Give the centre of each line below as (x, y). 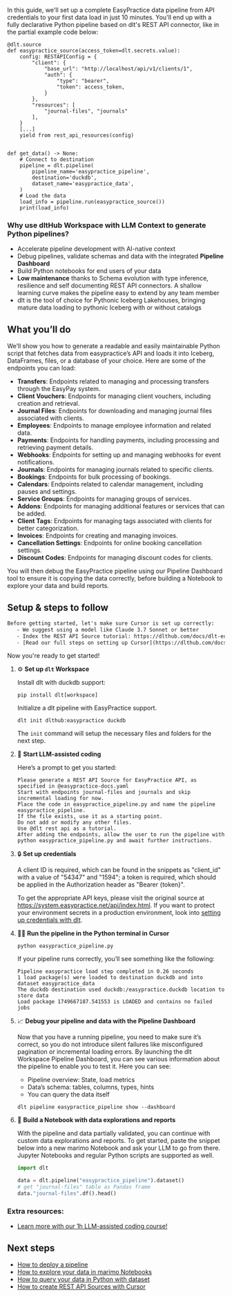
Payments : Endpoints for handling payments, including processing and (118, 440)
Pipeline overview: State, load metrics (81, 1080)
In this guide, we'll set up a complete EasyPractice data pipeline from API (111, 10)
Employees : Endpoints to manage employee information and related (114, 426)
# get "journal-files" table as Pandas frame (84, 1187)
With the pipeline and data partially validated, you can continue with (114, 1133)
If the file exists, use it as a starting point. (90, 817)
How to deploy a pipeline (52, 1265)
